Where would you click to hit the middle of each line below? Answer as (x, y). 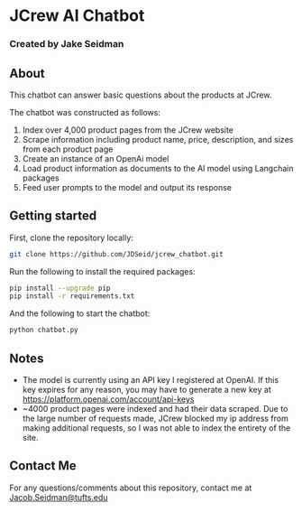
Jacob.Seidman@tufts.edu (59, 497)
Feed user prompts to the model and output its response (127, 187)
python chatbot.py (44, 330)
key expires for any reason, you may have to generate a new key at (147, 390)
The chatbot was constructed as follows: (85, 112)
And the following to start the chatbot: (80, 313)
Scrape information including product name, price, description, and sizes (158, 139)
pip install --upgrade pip (60, 288)
